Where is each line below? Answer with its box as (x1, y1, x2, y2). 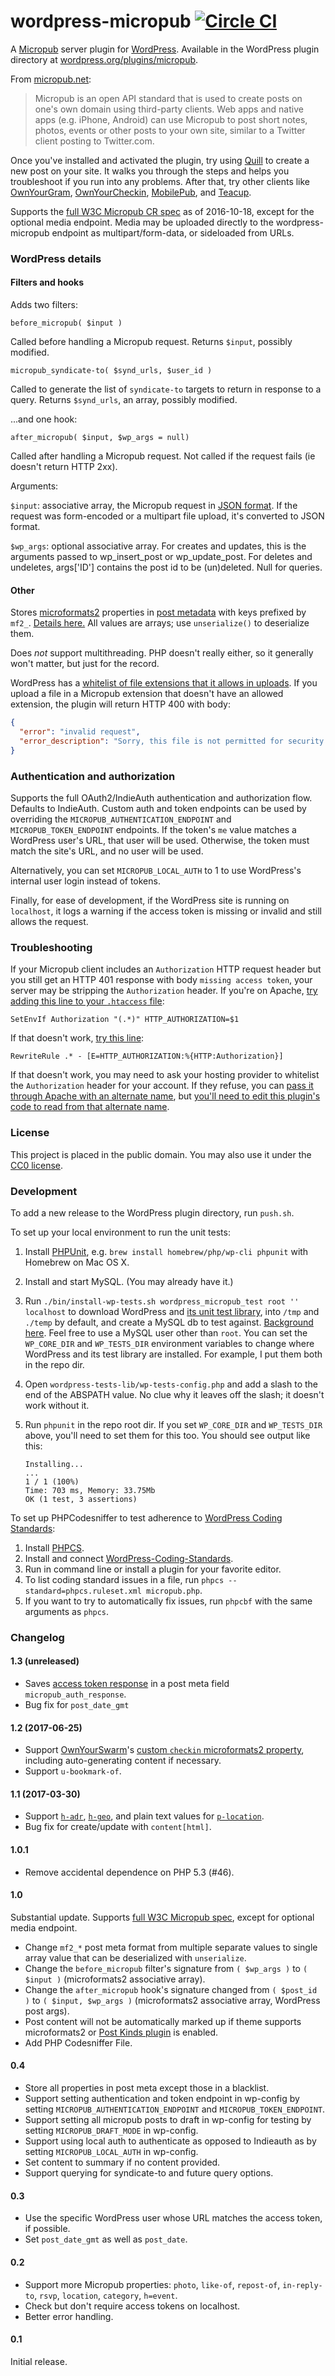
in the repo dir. (24, 1358, 85, 1370)
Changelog (10, 1630, 65, 1644)
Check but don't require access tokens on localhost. (24, 2300, 241, 2312)
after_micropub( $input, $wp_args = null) (10, 433, 190, 443)
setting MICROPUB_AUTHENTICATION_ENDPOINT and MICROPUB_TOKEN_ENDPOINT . (24, 2103, 326, 2115)
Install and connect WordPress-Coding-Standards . (24, 1552, 234, 1564)
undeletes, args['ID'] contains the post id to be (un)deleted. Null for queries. (10, 561, 323, 574)
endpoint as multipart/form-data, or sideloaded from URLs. (51, 226, 295, 239)
